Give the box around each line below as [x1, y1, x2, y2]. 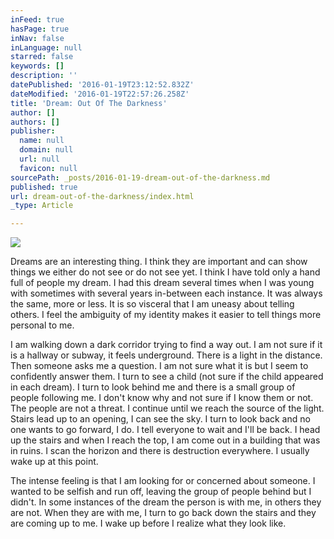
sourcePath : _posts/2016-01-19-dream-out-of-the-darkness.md [10, 172, 271, 183]
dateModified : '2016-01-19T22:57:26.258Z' [10, 89, 190, 99]
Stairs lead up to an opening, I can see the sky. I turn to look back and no [10, 413, 311, 425]
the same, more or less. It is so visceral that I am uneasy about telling [10, 298, 295, 310]
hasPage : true [10, 24, 70, 34]
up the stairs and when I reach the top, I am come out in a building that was [10, 434, 321, 446]
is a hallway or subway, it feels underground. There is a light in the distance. [10, 349, 323, 361]
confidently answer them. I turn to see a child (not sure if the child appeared [10, 371, 324, 383]
